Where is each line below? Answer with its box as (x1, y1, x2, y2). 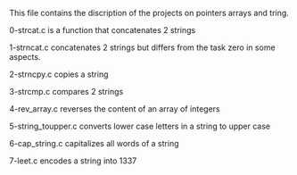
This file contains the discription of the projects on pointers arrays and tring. (9, 8, 290, 18)
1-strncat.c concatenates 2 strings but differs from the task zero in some (9, 42, 276, 53)
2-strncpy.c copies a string (9, 69, 109, 79)
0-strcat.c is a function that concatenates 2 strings (9, 25, 196, 35)
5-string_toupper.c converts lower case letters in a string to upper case (9, 121, 271, 131)
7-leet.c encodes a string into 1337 (9, 155, 137, 166)
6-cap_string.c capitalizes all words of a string (9, 138, 179, 148)
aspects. (9, 52, 41, 62)
